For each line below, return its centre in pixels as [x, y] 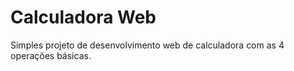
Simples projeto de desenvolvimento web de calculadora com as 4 [147, 45]
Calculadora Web [83, 17]
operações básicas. [51, 55]
